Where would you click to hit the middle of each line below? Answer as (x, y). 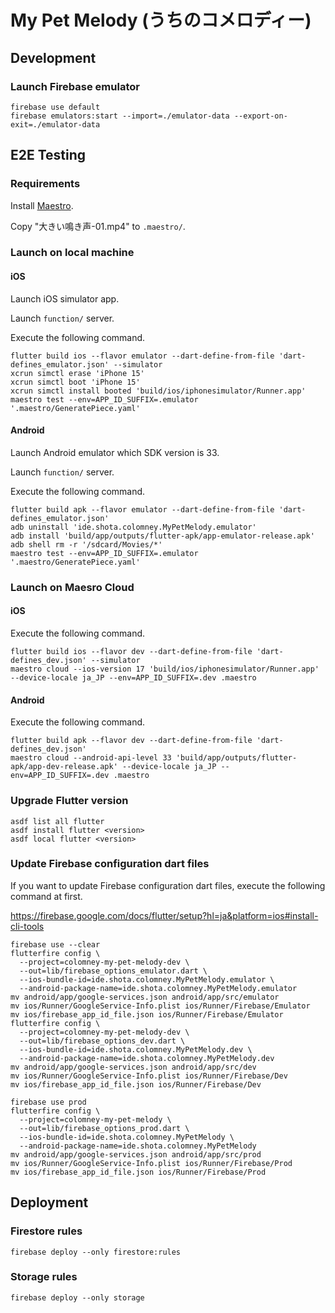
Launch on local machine (72, 253)
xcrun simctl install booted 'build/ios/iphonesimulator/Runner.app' (158, 391)
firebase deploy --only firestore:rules (96, 1252)
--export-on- (260, 116)
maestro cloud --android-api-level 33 (91, 758)
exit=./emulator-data (55, 124)
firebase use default (55, 107)
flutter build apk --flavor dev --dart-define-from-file (131, 741)
